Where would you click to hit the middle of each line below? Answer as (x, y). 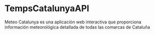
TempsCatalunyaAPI (47, 9)
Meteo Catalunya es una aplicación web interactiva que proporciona (73, 22)
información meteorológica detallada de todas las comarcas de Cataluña (77, 27)
